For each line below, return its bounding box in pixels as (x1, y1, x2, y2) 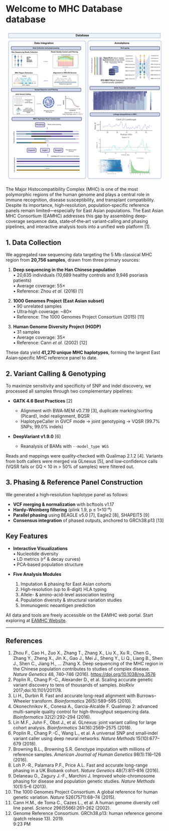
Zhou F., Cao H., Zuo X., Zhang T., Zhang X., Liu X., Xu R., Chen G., (13, 650, 151, 656)
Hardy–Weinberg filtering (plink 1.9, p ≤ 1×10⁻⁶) (13, 506, 112, 512)
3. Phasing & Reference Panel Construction (6, 478, 143, 487)
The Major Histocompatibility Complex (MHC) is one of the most (6, 186, 138, 192)
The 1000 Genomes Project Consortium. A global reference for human (13, 789, 158, 795)
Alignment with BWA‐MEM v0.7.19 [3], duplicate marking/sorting (20, 407, 152, 413)
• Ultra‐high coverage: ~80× (13, 309, 72, 315)
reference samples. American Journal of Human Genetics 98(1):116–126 (13, 751, 161, 758)
